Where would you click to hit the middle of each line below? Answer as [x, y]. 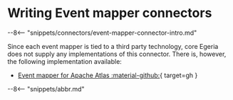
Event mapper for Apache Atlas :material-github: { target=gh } [108, 75]
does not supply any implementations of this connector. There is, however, [117, 54]
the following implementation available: [65, 61]
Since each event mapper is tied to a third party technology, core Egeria [113, 46]
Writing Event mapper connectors [110, 13]
